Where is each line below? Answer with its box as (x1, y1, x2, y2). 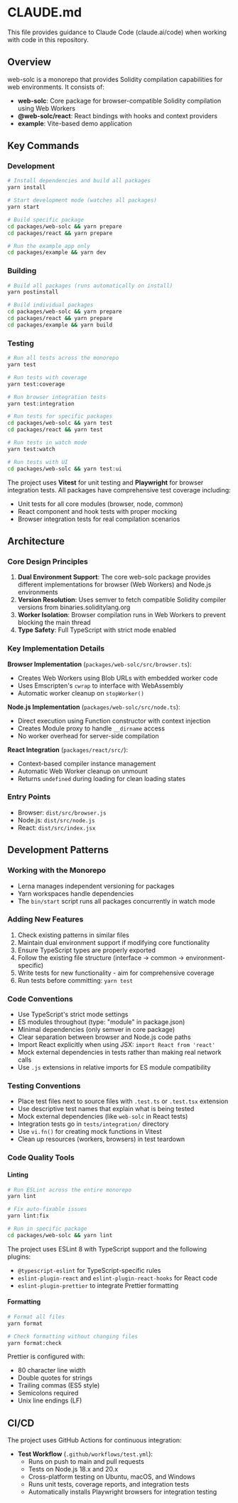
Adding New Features (7, 914, 84, 924)
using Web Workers (17, 104, 76, 113)
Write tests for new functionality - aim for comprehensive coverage (17, 969, 215, 977)
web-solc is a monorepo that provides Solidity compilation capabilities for (7, 75, 223, 83)
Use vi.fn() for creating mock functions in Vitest (17, 1127, 162, 1136)
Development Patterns (7, 844, 109, 856)
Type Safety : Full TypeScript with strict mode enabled (17, 626, 176, 634)
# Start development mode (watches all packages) (7, 197, 158, 204)
